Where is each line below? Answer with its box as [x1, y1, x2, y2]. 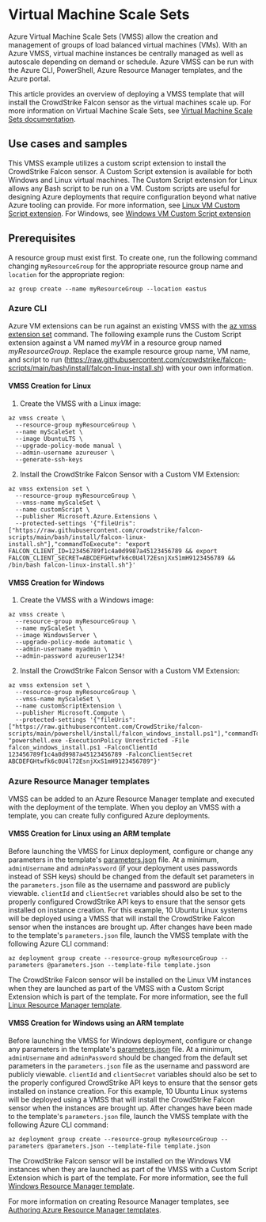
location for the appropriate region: [8, 269, 125, 279]
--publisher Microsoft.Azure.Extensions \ [15, 513, 158, 521]
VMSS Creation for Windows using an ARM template [8, 1019, 184, 1028]
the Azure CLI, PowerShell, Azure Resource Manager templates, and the [8, 65, 243, 74]
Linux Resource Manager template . [8, 1000, 123, 1010]
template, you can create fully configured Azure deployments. [8, 810, 211, 820]
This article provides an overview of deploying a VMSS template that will [8, 89, 245, 98]
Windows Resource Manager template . [8, 1181, 135, 1190]
